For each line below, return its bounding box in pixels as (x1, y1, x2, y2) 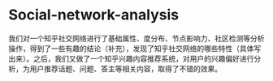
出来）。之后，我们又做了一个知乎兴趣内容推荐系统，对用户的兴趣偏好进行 (8, 53, 254, 63)
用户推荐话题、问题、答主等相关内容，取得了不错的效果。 (29, 63, 222, 74)
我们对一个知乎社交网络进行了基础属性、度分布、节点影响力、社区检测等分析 (8, 33, 265, 43)
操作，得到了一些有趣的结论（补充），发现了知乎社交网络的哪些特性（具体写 (8, 43, 262, 53)
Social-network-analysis (8, 6, 180, 24)
